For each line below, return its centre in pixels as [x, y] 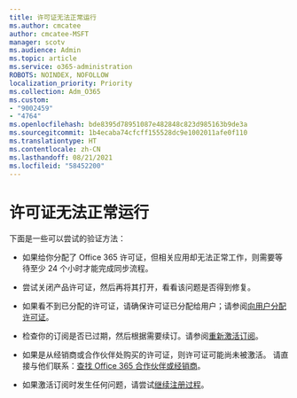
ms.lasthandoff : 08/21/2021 [61, 157]
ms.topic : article [43, 59]
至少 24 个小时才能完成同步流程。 [91, 269]
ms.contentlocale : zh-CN [55, 149]
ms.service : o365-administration [71, 67]
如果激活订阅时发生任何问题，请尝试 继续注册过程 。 [115, 385]
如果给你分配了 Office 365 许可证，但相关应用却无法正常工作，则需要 [148, 257]
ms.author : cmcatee [45, 26]
